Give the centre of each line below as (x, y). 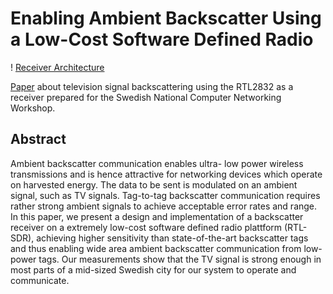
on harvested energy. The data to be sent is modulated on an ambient (154, 184)
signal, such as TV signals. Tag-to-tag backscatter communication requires (165, 195)
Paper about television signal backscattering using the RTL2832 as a (152, 86)
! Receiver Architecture (57, 67)
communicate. (40, 280)
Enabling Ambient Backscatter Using (166, 18)
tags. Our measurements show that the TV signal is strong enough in (180, 259)
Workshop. (33, 108)
